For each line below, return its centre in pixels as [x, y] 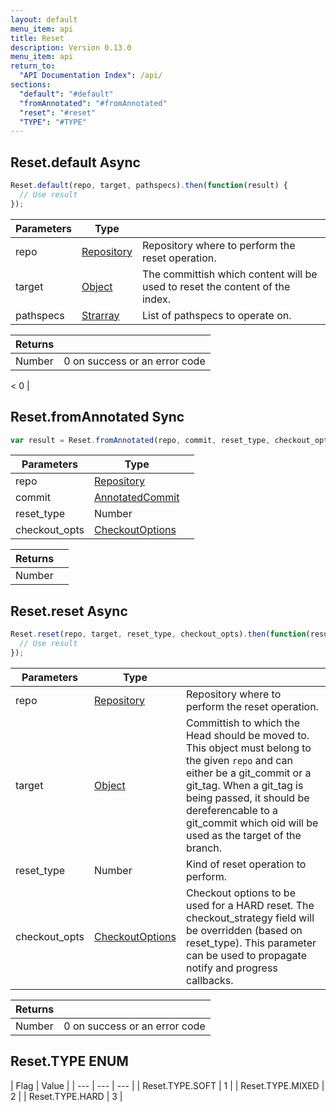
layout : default [44, 19]
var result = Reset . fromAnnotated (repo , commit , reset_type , [140, 440]
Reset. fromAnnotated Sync [97, 417]
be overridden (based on [244, 930]
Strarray [100, 315]
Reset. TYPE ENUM [69, 1061]
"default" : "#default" [66, 94]
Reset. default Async [75, 162]
